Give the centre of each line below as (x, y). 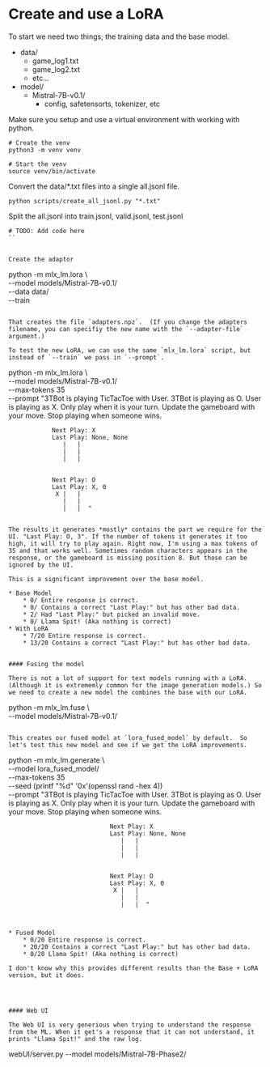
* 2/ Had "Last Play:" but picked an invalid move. (112, 614)
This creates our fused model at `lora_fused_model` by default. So (128, 738)
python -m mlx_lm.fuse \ (49, 707)
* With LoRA (28, 628)
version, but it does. (46, 975)
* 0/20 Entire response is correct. (85, 940)
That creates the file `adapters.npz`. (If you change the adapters (128, 322)
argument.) (27, 336)
